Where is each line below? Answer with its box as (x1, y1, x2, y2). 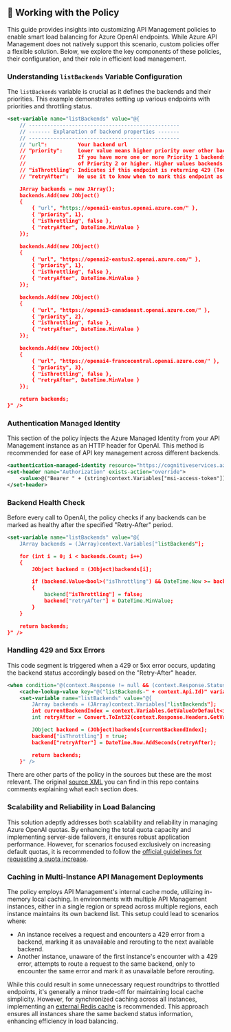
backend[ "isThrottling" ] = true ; (32, 733, 128, 740)
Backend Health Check (7, 497, 85, 507)
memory (7, 895, 31, 903)
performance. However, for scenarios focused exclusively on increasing (7, 840, 211, 849)
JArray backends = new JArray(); (19, 186, 115, 192)
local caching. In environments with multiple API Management (32, 895, 208, 903)
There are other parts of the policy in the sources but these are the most (7, 771, 212, 779)
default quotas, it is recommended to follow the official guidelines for (7, 847, 202, 855)
